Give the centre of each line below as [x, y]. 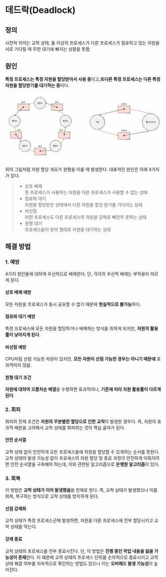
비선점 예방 [16, 347]
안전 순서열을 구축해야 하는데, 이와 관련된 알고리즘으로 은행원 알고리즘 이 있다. [85, 464]
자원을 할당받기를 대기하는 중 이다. [37, 85]
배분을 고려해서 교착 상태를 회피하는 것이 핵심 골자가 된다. [70, 428]
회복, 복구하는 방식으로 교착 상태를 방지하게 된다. [52, 496]
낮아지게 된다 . [27, 334]
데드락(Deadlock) [40, 10]
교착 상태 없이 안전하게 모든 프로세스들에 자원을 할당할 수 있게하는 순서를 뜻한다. [83, 451]
